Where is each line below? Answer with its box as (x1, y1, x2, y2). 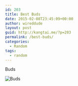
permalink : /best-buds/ (5, 35, 54, 40)
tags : (5, 48, 16, 53)
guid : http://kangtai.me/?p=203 (5, 30, 71, 35)
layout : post (5, 26, 32, 30)
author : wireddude (5, 21, 43, 26)
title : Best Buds (5, 12, 41, 17)
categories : (5, 39, 29, 44)
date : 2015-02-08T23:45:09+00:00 (5, 16, 74, 21)
